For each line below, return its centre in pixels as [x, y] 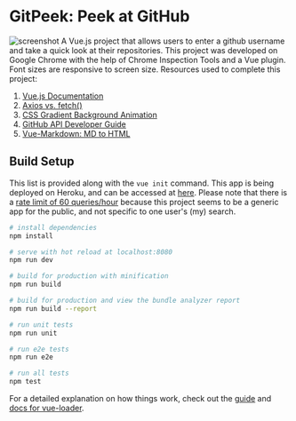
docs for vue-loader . [47, 408]
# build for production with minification [89, 276]
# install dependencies [53, 227]
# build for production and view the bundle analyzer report [125, 300]
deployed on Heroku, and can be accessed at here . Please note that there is [148, 192]
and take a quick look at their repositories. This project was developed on [144, 50]
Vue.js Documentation [63, 96]
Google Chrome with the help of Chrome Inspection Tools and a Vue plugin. [148, 60]
